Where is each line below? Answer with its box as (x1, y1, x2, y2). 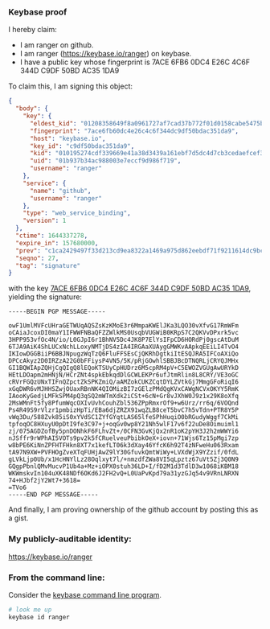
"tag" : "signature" (15, 261, 81, 269)
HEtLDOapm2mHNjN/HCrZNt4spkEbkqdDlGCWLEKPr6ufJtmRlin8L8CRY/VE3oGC (8, 371, 239, 380)
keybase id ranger (8, 613, 70, 621)
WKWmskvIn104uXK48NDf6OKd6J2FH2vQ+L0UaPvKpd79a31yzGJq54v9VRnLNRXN (8, 470, 239, 478)
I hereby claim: (8, 25, 58, 35)
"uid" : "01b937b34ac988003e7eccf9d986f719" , (29, 157, 182, 165)
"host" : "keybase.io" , (29, 134, 106, 142)
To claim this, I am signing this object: (8, 81, 133, 91)
